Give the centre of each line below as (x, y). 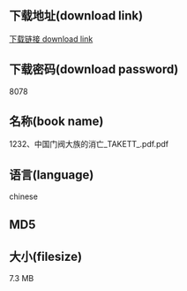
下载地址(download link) (76, 16)
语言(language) (52, 175)
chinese (23, 196)
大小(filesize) (45, 257)
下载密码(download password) (94, 69)
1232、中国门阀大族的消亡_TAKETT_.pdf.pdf (89, 144)
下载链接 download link (51, 39)
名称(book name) (56, 122)
